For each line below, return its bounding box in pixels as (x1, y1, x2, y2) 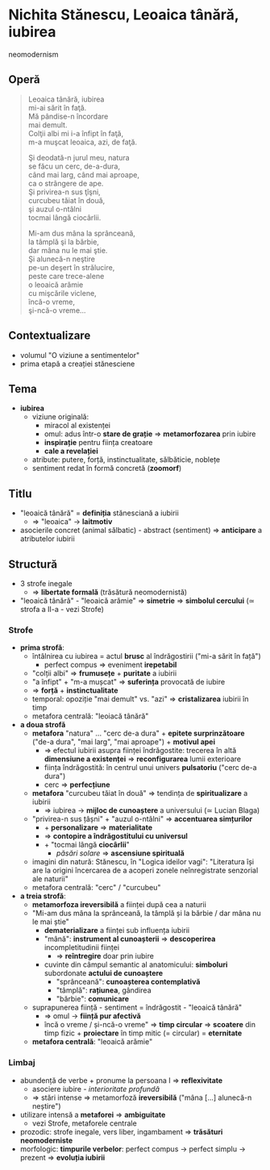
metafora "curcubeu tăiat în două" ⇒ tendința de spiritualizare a (31, 789, 248, 798)
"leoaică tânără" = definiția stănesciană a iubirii (19, 508, 179, 518)
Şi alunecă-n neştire (27, 254, 95, 264)
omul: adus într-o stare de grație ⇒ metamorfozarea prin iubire (44, 429, 256, 439)
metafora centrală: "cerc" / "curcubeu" (31, 883, 161, 893)
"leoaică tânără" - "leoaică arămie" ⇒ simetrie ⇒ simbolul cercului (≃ (19, 596, 255, 606)
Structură (8, 557, 58, 571)
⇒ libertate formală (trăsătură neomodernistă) (31, 587, 188, 597)
